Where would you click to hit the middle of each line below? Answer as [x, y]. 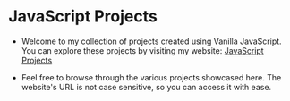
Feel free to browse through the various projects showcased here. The [151, 77]
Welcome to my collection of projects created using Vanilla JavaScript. [152, 41]
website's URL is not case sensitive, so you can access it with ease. [146, 87]
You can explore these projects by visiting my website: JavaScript [143, 50]
